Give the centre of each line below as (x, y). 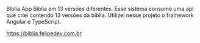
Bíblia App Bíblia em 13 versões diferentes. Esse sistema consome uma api (100, 9)
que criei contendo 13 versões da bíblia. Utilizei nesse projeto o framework (100, 15)
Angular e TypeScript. (34, 21)
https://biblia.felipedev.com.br (44, 33)
